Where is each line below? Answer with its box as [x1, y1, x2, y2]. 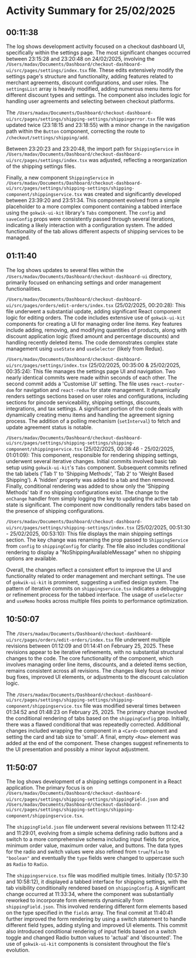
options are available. [6, 554, 58, 562]
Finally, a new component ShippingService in [6, 174, 115, 181]
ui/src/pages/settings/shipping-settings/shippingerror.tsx [6, 116, 156, 122]
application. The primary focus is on [6, 784, 93, 791]
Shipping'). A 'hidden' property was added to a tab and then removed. [6, 476, 176, 483]
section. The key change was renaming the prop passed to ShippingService [6, 536, 188, 543]
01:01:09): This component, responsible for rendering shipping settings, [6, 452, 178, 459]
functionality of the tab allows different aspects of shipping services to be [6, 228, 184, 235]
